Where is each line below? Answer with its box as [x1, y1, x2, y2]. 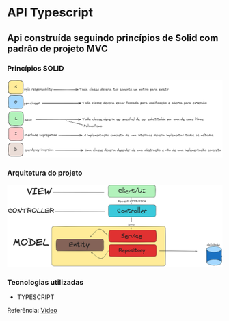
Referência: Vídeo [7, 307, 57, 315]
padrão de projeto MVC [7, 43, 108, 54]
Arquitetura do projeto [7, 168, 83, 178]
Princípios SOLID [7, 63, 64, 73]
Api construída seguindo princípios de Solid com [7, 32, 219, 44]
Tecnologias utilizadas [7, 277, 84, 287]
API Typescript [7, 5, 94, 21]
